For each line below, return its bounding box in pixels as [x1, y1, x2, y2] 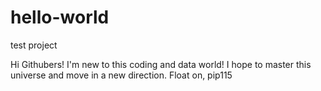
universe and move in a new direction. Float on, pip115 [10, 69, 233, 81]
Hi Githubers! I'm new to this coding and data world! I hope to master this [10, 58, 312, 70]
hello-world [10, 6, 110, 29]
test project [10, 39, 58, 51]
